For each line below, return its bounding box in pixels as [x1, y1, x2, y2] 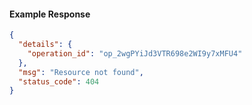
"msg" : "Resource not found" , [18, 67, 144, 77]
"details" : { [18, 40, 73, 50]
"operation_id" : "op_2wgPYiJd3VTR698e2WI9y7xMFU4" [27, 48, 243, 59]
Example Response [9, 8, 91, 20]
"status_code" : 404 [18, 76, 100, 87]
